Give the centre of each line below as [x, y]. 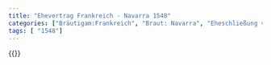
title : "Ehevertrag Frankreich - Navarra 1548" [90, 16]
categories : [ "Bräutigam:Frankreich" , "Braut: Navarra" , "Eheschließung [133, 23]
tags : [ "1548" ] [35, 30]
